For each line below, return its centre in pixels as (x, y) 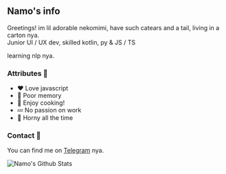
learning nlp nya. (31, 55)
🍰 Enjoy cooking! (41, 103)
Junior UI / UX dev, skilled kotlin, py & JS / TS (71, 42)
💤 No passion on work (49, 110)
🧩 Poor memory (39, 96)
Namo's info (34, 11)
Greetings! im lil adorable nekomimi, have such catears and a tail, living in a (113, 27)
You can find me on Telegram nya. (56, 151)
